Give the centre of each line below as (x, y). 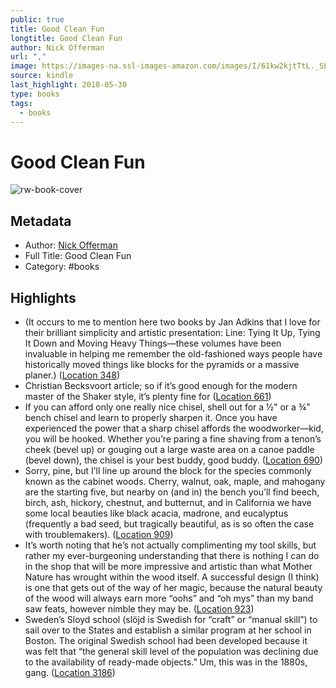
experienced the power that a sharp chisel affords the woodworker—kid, (174, 428)
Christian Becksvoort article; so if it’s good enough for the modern (161, 385)
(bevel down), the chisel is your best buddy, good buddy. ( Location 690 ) (174, 460)
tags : (21, 103)
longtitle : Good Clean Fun (66, 38)
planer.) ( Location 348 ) (72, 375)
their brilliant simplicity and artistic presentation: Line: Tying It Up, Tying (172, 332)
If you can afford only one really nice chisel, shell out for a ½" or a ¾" (167, 407)
